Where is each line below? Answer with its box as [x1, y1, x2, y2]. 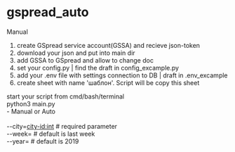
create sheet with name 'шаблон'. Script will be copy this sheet [16, 78, 200, 87]
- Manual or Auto [6, 107, 56, 115]
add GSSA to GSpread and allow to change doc [16, 56, 154, 64]
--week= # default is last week [6, 129, 95, 138]
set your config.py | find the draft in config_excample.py [16, 63, 180, 72]
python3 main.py [6, 99, 55, 108]
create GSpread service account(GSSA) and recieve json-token [16, 41, 201, 49]
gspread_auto [6, 4, 89, 20]
